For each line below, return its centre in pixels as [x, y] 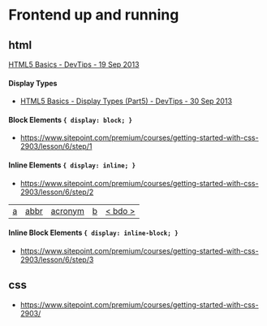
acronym [68, 211]
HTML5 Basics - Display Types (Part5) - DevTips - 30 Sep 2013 [126, 101]
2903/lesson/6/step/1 [56, 146]
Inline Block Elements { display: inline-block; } [93, 233]
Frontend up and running [94, 15]
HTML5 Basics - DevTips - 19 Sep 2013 [74, 64]
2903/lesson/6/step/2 [57, 192]
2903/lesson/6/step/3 [57, 259]
